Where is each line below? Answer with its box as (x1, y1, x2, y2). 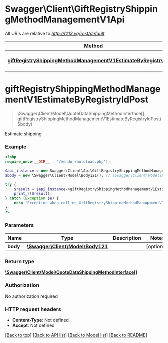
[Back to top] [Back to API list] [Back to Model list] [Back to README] (5, 332, 147, 338)
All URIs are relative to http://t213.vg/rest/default (5, 30, 105, 36)
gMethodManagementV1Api (5, 14, 125, 25)
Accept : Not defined (12, 322, 55, 328)
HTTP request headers (5, 306, 61, 313)
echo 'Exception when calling (14, 201, 77, 206)
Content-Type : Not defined (12, 317, 69, 323)
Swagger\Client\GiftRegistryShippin (5, 3, 158, 15)
